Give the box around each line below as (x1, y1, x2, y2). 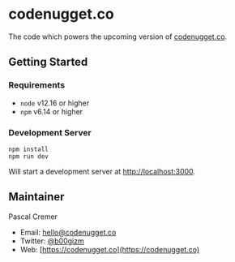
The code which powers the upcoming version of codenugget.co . (8, 32, 228, 41)
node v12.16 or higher (19, 98, 90, 108)
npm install (8, 145, 49, 153)
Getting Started (8, 55, 88, 69)
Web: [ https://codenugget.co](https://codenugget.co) (19, 244, 200, 254)
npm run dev (8, 152, 49, 161)
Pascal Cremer (8, 212, 58, 221)
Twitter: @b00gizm (19, 236, 84, 246)
